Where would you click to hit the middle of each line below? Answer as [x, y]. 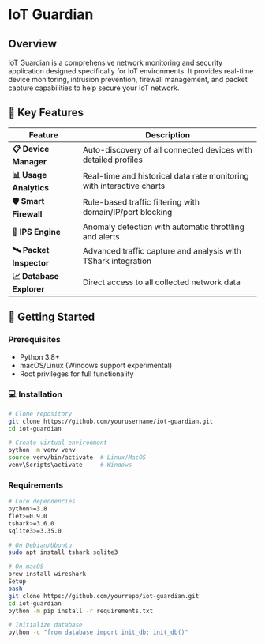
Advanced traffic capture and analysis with [162, 251]
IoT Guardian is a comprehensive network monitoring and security [116, 62]
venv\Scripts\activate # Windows [70, 465]
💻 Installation [35, 394]
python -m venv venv [42, 450]
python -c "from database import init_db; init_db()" [99, 633]
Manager [30, 161]
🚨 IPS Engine [37, 232]
